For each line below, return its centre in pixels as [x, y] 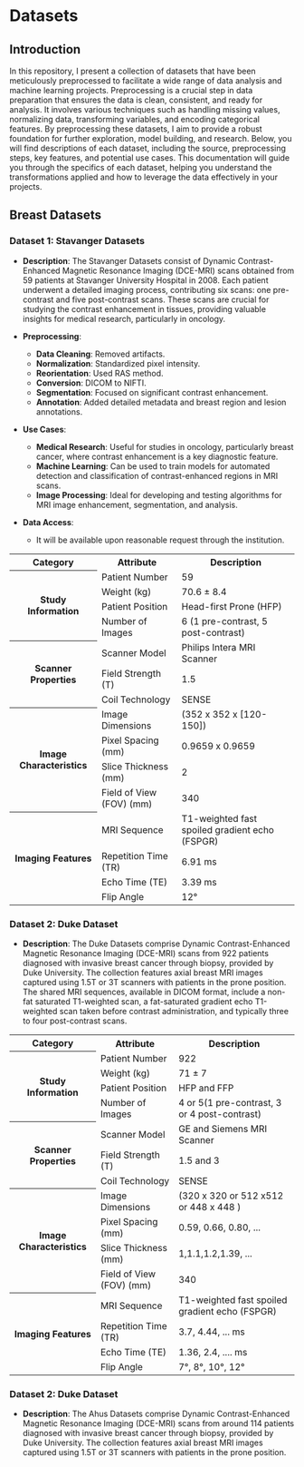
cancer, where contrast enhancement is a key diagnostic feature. [157, 456]
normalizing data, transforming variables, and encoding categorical [135, 119]
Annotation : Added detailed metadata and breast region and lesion [161, 402]
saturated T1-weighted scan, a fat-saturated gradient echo [144, 1002]
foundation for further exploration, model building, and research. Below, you [151, 138]
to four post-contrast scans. [75, 1021]
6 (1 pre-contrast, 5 [225, 621]
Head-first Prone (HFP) [232, 607]
